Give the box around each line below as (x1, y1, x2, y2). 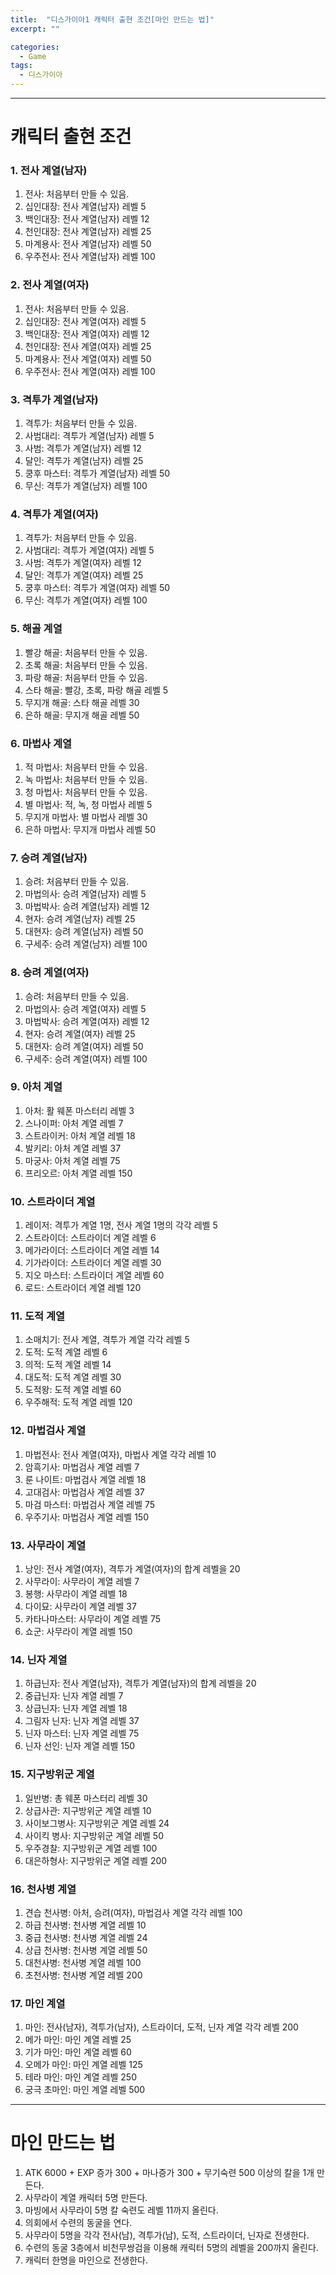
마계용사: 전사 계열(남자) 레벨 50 (24, 238, 152, 250)
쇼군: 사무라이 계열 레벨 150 (24, 1626, 133, 1638)
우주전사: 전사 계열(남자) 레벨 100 (24, 251, 156, 263)
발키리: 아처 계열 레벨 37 (24, 1142, 122, 1154)
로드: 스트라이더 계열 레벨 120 (24, 1282, 142, 1294)
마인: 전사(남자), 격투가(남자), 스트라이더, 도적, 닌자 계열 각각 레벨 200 (24, 2021, 299, 2033)
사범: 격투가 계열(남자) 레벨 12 (24, 442, 142, 455)
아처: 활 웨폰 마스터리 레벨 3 (24, 1104, 135, 1116)
